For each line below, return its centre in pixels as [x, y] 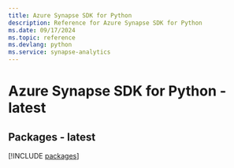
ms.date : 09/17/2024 [42, 30]
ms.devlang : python [40, 45]
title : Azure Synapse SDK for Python [70, 15]
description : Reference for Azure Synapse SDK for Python [105, 23]
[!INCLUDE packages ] [44, 156]
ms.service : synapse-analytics [59, 52]
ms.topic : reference [42, 37]
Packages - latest [52, 137]
